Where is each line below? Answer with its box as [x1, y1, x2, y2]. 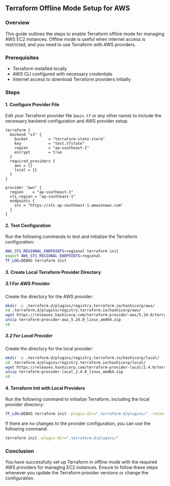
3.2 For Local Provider [5, 333, 53, 339]
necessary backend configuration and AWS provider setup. [5, 118, 129, 124]
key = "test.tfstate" [14, 141, 85, 146]
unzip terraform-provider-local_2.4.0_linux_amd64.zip [5, 369, 123, 374]
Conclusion [5, 448, 34, 455]
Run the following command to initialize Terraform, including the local [5, 396, 150, 402]
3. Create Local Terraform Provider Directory [5, 269, 101, 275]
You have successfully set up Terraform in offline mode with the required [5, 459, 157, 465]
